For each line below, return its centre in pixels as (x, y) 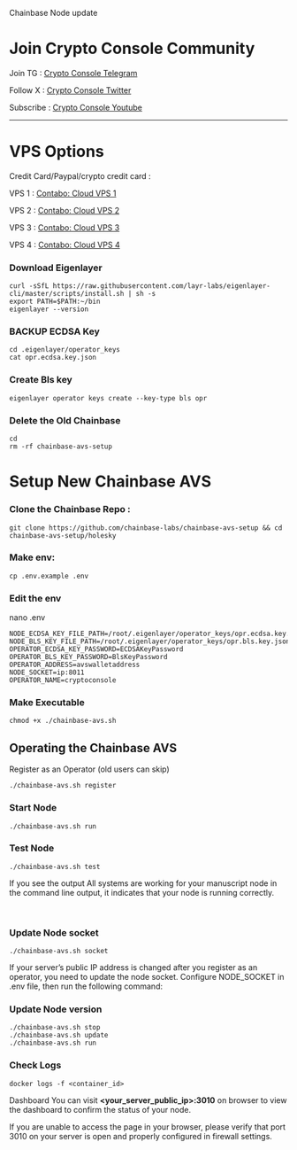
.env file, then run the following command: (86, 986)
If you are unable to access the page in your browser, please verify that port (147, 1127)
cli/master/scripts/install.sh (67, 294)
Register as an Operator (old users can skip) (89, 769)
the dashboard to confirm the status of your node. (100, 1109)
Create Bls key (41, 380)
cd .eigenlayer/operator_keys (65, 350)
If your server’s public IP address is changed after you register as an (133, 967)
